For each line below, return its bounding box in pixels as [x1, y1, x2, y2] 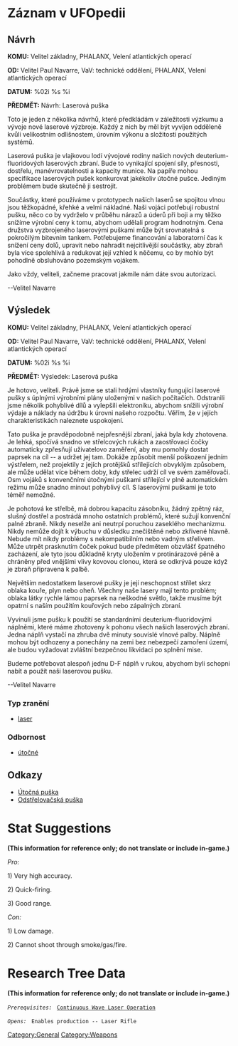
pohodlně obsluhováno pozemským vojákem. [7, 256, 140, 264]
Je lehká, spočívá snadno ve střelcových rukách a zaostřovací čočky [7, 437, 209, 446]
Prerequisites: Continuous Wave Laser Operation [7, 1004, 156, 1012]
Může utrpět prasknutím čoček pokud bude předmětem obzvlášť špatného [7, 542, 226, 550]
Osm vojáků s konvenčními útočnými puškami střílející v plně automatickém [7, 475, 228, 483]
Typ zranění [7, 698, 50, 708]
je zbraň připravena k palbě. [7, 565, 90, 573]
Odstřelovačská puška [17, 795, 84, 804]
